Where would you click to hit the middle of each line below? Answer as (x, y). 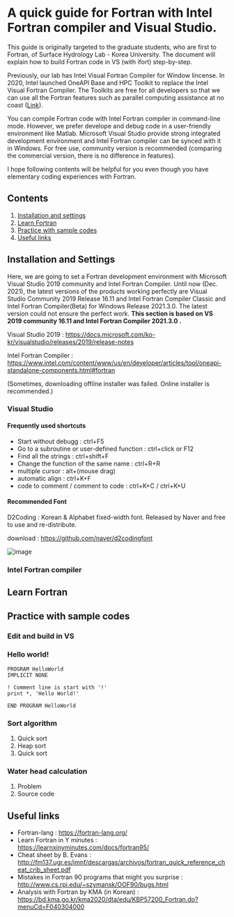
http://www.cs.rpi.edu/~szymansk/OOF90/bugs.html (93, 885)
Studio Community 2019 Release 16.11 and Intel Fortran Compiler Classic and (117, 299)
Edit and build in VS (41, 636)
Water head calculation (47, 771)
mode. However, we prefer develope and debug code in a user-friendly (109, 126)
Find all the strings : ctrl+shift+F (63, 456)
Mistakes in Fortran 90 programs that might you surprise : (100, 877)
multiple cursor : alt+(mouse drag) (67, 471)
